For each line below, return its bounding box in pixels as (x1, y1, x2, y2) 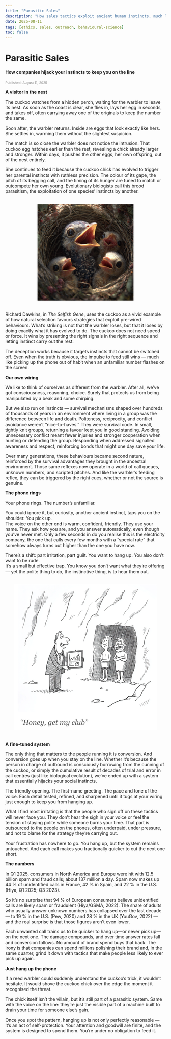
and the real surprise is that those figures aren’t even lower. (5, 919, 130, 925)
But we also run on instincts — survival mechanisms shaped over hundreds (5, 405, 163, 411)
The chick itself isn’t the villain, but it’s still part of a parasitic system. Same (5, 996, 162, 1002)
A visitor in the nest (5, 89, 47, 95)
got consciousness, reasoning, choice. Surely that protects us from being (5, 390, 159, 396)
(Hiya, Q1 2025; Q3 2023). (5, 887, 61, 893)
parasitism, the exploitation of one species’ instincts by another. (5, 188, 139, 194)
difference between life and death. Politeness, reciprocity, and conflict (5, 416, 153, 422)
